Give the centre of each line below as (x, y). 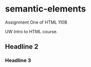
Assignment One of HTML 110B (36, 22)
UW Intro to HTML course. (31, 31)
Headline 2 (22, 47)
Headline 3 (18, 60)
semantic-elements (45, 9)
